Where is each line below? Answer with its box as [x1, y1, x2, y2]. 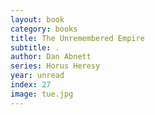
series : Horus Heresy [10, 61, 101, 71]
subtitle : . [10, 42, 60, 53]
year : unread [10, 71, 65, 81]
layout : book [10, 14, 65, 25]
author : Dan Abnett [10, 52, 92, 62]
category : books [10, 24, 78, 34]
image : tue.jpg [10, 89, 74, 99]
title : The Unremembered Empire [10, 33, 145, 43]
